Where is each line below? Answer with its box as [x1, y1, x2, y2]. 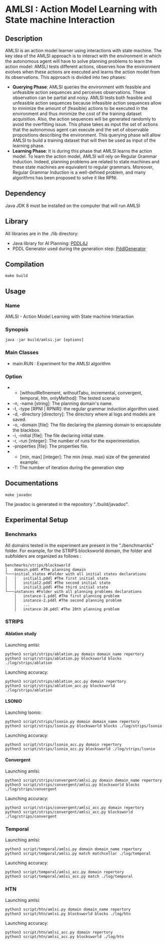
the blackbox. [12, 427, 41, 433]
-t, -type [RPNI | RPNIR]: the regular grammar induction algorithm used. [12, 406, 160, 412]
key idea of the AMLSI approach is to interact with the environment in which [5, 53, 161, 59]
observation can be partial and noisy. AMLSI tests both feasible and [12, 94, 152, 100]
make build [5, 273, 28, 278]
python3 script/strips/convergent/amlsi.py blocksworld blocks [5, 782, 140, 787]
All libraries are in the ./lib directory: [5, 230, 79, 237]
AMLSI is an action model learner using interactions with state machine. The [5, 48, 162, 53]
